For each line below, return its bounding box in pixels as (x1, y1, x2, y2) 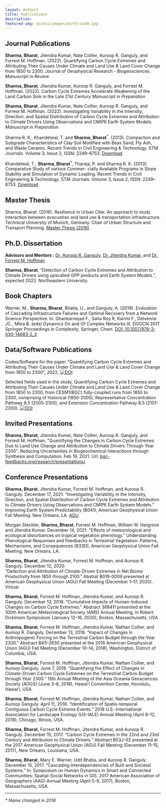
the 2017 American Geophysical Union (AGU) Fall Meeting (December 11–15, (5, 742, 159, 748)
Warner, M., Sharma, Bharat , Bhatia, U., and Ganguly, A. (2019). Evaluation (5, 305, 157, 311)
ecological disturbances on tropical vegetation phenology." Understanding (5, 532, 157, 539)
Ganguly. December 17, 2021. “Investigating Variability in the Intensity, (5, 491, 147, 497)
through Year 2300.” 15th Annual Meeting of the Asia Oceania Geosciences (5, 676, 158, 682)
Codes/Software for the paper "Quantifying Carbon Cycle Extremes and (5, 359, 152, 365)
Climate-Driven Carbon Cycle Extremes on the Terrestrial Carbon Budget (5, 671, 154, 677)
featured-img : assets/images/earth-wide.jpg (5, 21, 98, 26)
